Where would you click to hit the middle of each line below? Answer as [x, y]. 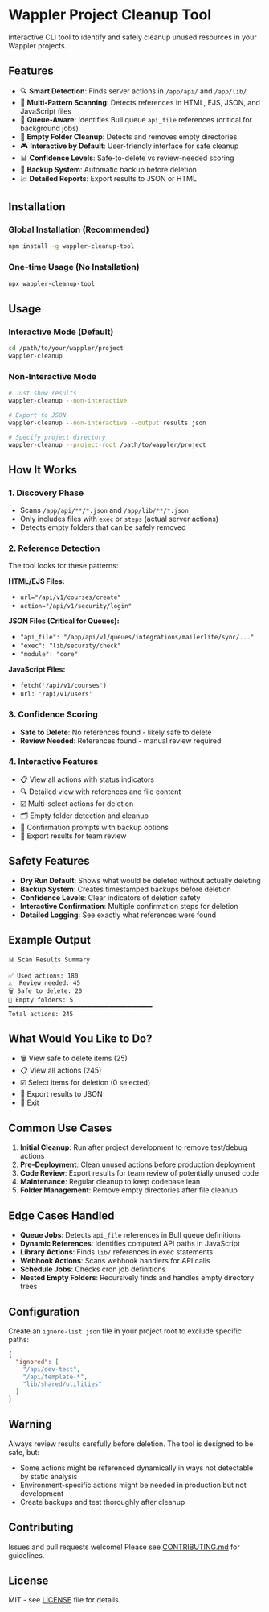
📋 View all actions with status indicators [87, 779]
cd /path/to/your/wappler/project [66, 349]
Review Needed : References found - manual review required [120, 740]
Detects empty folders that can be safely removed [103, 527]
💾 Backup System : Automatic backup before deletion [108, 169]
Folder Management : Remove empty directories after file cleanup [129, 1190]
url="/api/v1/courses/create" [71, 597]
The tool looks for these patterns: [63, 566]
